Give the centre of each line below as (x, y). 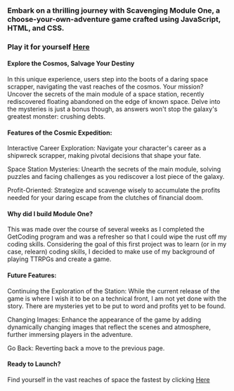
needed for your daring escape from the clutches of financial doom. (105, 198)
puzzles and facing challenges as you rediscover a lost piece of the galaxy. (116, 177)
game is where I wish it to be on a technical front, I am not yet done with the (117, 298)
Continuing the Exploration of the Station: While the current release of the (113, 291)
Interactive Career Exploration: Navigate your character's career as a (107, 148)
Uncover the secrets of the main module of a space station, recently (106, 94)
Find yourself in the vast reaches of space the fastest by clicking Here (109, 379)
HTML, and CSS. (36, 28)
